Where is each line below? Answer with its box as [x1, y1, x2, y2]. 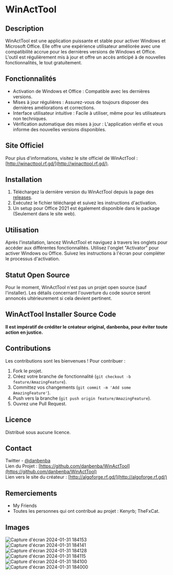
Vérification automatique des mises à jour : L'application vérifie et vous [12, 121, 163, 127]
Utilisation [5, 225, 39, 235]
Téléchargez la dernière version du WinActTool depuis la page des [12, 189, 154, 195]
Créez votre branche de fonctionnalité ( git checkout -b [12, 373, 131, 379]
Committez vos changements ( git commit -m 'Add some [12, 384, 131, 390]
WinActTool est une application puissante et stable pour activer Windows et [5, 38, 166, 44]
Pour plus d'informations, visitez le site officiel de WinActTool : [5, 155, 138, 161]
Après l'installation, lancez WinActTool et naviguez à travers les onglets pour [5, 239, 168, 245]
